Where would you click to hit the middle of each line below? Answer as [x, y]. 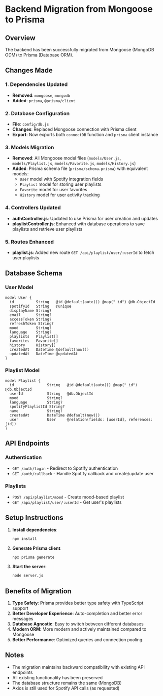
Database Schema [34, 273]
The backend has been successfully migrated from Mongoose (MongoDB [80, 50]
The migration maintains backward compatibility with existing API [79, 667]
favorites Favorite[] [34, 341]
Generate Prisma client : [37, 548]
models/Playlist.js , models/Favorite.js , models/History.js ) [74, 164]
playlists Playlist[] [34, 336]
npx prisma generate [33, 557]
